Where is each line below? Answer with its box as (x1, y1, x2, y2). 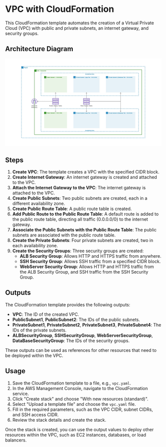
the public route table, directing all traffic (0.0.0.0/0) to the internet (12, 217, 148, 223)
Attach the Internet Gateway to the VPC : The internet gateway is (12, 185, 146, 191)
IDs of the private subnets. (12, 327, 67, 333)
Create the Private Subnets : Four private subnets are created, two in (12, 237, 154, 243)
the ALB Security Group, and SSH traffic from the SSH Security (19, 269, 149, 275)
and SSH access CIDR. (12, 411, 59, 417)
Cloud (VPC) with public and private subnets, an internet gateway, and (5, 25, 149, 31)
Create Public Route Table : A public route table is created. (12, 206, 132, 212)
